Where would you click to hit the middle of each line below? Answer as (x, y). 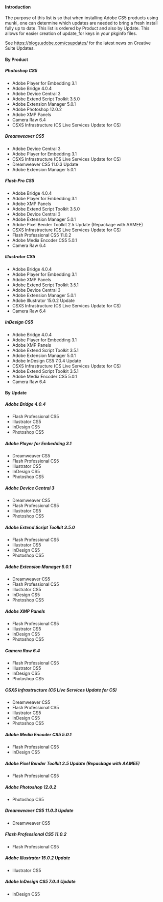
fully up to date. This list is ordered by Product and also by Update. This (77, 28)
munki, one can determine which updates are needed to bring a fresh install (81, 23)
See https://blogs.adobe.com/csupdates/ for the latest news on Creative (78, 43)
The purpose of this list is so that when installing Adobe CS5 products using (81, 18)
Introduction (18, 7)
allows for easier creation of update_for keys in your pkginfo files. (71, 33)
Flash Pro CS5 (20, 181)
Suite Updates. (20, 48)
